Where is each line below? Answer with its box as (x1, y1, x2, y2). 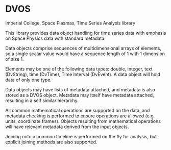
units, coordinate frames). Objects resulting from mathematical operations (5, 118, 161, 124)
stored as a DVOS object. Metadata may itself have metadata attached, (5, 92, 154, 98)
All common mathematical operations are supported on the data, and (5, 107, 150, 113)
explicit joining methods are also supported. (5, 139, 97, 145)
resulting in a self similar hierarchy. (5, 97, 79, 104)
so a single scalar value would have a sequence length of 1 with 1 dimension (5, 51, 165, 57)
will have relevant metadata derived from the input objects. (5, 123, 129, 130)
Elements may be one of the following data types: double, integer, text (5, 66, 153, 72)
